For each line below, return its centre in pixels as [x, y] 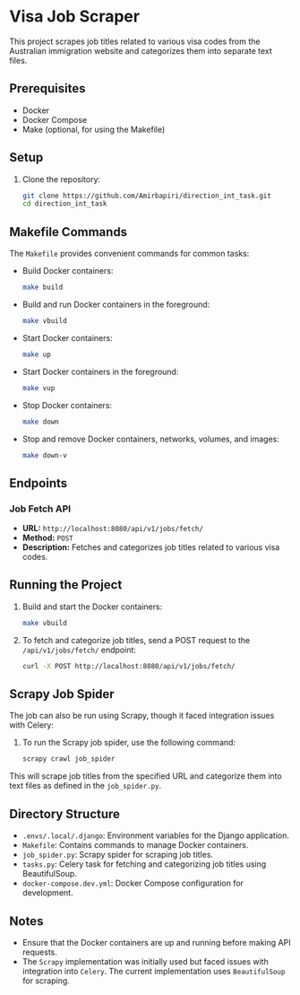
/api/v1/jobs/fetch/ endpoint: [79, 650]
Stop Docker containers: [67, 405]
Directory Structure [65, 814]
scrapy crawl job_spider [69, 759]
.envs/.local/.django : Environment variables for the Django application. [155, 835]
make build [43, 288]
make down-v [44, 455]
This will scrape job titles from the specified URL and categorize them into [146, 776]
